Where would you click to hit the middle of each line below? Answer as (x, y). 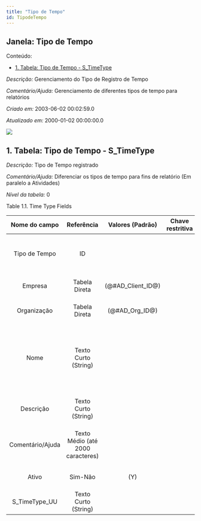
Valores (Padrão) (133, 225)
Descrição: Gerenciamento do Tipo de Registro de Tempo (77, 79)
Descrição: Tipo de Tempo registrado (52, 165)
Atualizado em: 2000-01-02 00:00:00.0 (55, 121)
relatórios (18, 97)
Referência (83, 225)
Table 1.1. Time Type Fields (39, 206)
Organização (35, 311)
